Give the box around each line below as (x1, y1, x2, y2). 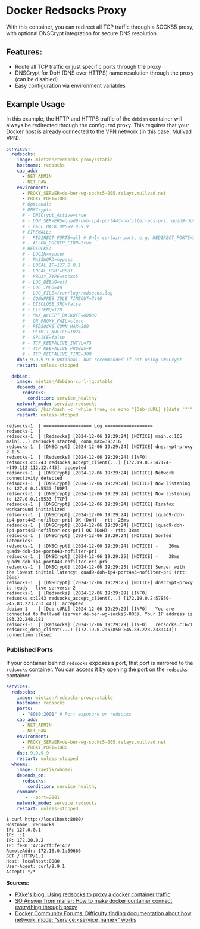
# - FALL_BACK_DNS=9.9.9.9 (21, 223, 89, 229)
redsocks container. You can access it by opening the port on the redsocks (6, 666, 187, 673)
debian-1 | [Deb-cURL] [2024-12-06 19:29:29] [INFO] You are (6, 606, 174, 612)
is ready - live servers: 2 (6, 585, 76, 591)
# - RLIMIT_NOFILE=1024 (21, 329, 82, 335)
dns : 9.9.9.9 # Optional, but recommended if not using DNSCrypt (17, 357, 183, 363)
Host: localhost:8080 (6, 858, 60, 864)
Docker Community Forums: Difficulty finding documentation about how (14, 909, 192, 917)
